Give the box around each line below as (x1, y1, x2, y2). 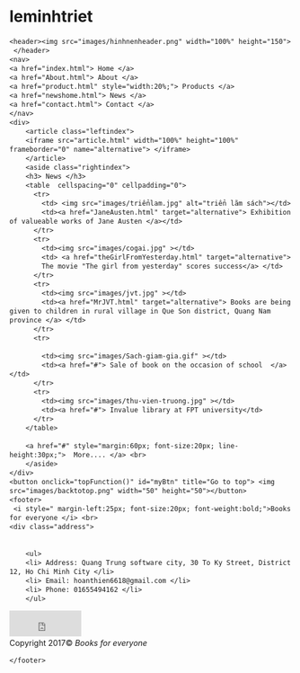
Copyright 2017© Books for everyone (9, 637, 148, 648)
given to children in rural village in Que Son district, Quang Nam (9, 306, 271, 315)
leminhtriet (9, 6, 93, 27)
